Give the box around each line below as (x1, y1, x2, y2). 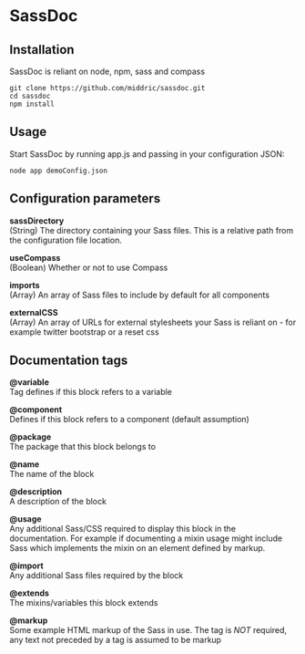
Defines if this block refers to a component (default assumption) (9, 414, 250, 425)
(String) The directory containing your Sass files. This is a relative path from (9, 224, 294, 235)
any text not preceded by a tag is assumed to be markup (9, 635, 221, 646)
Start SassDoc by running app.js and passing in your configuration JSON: (9, 148, 285, 160)
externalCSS (9, 306, 58, 317)
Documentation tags (9, 353, 128, 369)
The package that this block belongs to (9, 441, 157, 452)
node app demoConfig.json (9, 166, 107, 175)
